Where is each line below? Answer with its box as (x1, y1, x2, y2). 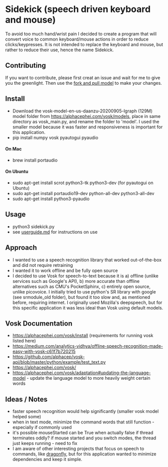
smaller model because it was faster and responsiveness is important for (12, 124, 163, 130)
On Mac (5, 146, 22, 152)
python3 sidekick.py (12, 223, 55, 229)
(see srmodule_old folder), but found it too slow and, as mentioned (12, 294, 150, 300)
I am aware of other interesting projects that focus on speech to (12, 445, 144, 452)
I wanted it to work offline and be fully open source (12, 267, 118, 273)
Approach (5, 243, 37, 252)
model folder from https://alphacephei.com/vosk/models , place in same (12, 113, 161, 119)
